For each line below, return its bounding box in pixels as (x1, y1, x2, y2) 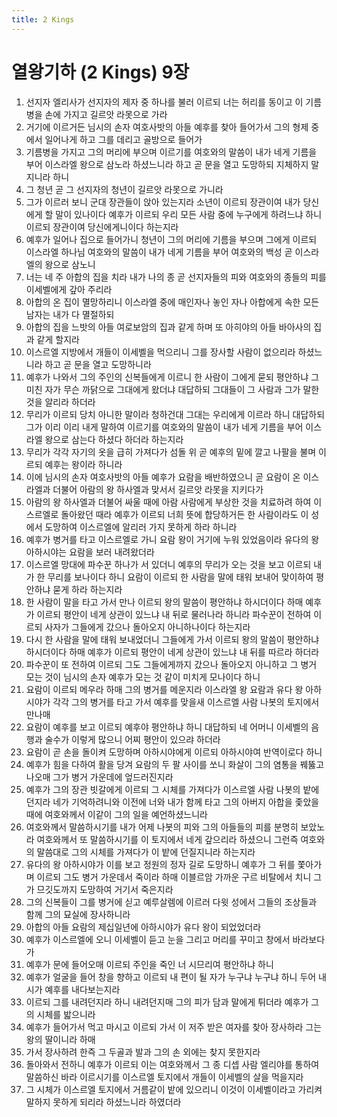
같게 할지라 (36, 333, 80, 345)
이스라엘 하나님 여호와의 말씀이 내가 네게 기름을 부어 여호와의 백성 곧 (25, 246, 293, 258)
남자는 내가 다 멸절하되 (25, 308, 115, 320)
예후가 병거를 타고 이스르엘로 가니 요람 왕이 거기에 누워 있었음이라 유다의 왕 (25, 533, 320, 545)
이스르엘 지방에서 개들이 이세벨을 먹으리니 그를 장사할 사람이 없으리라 (25, 346, 296, 358)
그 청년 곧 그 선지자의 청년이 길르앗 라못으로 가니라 (25, 183, 224, 195)
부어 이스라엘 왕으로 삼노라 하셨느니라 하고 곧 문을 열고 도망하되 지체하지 (25, 158, 309, 170)
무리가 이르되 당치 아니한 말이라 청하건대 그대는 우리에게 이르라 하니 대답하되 (25, 408, 326, 420)
